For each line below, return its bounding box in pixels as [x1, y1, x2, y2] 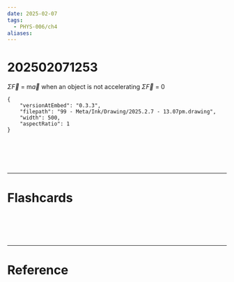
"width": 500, [19, 114, 61, 122]
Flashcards [7, 190, 73, 206]
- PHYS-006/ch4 [13, 23, 58, 30]
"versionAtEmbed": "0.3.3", [19, 102, 101, 109]
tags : [7, 17, 23, 24]
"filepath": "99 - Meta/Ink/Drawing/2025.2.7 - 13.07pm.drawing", [19, 109, 217, 116]
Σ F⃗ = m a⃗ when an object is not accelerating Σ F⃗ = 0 [7, 83, 165, 91]
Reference [7, 263, 68, 279]
